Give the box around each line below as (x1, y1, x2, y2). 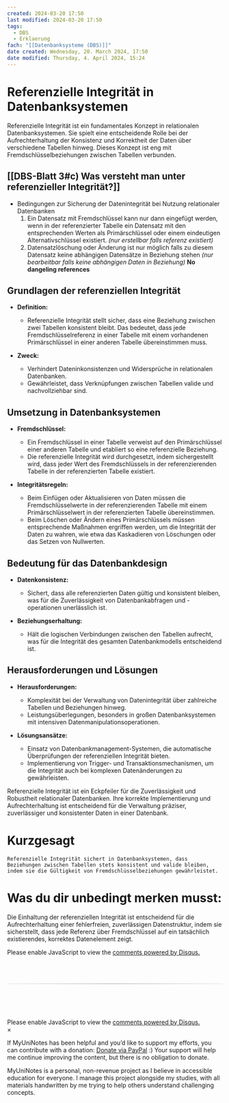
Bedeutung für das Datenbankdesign (7, 557, 167, 569)
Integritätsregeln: (16, 481, 68, 489)
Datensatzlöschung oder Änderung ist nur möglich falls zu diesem (27, 243, 213, 251)
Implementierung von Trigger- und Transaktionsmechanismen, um (27, 759, 214, 767)
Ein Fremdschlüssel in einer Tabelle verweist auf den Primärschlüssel (27, 438, 222, 447)
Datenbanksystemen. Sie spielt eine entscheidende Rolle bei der (7, 128, 189, 137)
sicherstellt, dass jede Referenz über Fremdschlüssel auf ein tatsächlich (7, 927, 210, 936)
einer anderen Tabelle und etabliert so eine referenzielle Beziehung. (27, 445, 219, 453)
